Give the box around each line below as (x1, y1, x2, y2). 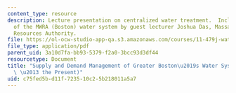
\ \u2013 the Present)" (13, 69, 83, 76)
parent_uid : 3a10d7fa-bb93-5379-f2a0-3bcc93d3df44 (7, 50, 159, 57)
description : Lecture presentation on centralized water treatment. (7, 17, 212, 24)
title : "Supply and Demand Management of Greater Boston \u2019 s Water (7, 62, 218, 69)
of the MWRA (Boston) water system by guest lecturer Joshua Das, (13, 23, 212, 30)
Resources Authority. (13, 29, 77, 37)
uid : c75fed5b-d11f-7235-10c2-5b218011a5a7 (7, 75, 137, 83)
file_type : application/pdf (7, 43, 90, 50)
